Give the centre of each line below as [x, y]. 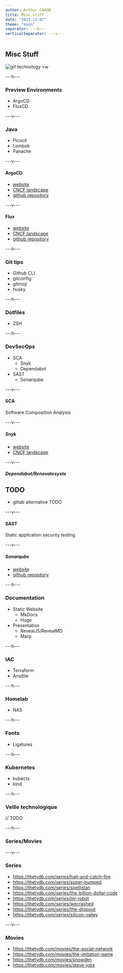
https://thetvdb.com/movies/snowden [52, 960]
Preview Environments [34, 90]
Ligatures [22, 744]
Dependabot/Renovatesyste [36, 474]
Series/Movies [24, 841]
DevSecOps [20, 346]
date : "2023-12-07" [26, 19]
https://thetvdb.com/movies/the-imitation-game [63, 954]
